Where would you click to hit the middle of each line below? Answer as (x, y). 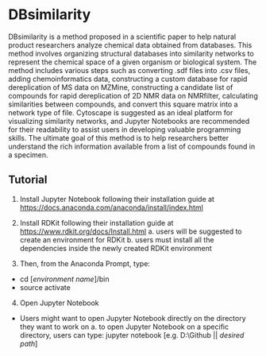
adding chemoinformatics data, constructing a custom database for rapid (128, 79)
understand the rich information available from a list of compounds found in (132, 146)
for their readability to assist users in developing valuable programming (125, 130)
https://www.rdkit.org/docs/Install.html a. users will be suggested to (131, 231)
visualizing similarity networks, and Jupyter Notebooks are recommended (129, 121)
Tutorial (28, 180)
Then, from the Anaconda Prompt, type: (85, 263)
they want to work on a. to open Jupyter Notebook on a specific (124, 327)
